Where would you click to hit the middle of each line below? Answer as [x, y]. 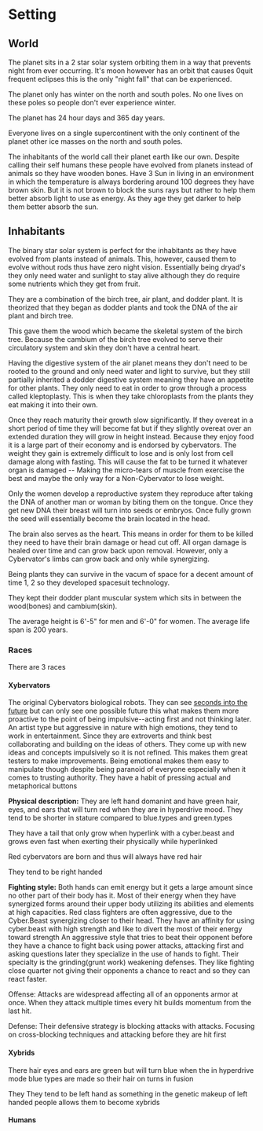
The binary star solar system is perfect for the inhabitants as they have [122, 250]
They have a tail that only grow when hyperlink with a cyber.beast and [121, 833]
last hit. [20, 1011]
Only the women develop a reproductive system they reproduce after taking [131, 494]
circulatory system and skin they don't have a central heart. [104, 347]
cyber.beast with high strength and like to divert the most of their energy [125, 929]
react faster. [27, 979]
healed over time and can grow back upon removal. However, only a [118, 550]
